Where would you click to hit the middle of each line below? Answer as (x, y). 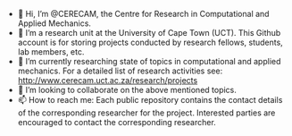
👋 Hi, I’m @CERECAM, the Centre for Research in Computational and (143, 14)
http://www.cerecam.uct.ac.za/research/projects (108, 80)
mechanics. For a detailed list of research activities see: (120, 71)
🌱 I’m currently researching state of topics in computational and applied (149, 61)
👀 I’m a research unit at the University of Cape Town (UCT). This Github (149, 33)
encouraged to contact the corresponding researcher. (117, 122)
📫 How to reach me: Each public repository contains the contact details (150, 100)
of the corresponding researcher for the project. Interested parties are (146, 113)
